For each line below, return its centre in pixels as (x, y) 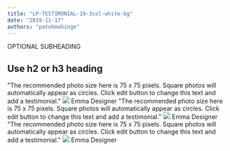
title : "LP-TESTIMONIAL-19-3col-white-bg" (70, 14)
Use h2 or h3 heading (55, 68)
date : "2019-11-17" (36, 20)
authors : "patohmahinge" (43, 27)
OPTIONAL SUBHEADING (44, 47)
